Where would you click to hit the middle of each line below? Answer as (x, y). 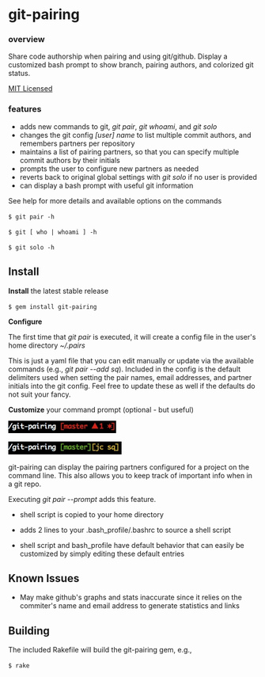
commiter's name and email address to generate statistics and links (129, 606)
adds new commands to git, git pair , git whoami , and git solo (118, 126)
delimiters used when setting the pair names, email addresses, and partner (130, 377)
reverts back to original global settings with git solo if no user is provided (138, 177)
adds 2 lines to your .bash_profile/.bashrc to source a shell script (125, 530)
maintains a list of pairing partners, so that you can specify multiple (129, 151)
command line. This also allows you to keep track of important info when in (131, 475)
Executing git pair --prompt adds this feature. (82, 499)
